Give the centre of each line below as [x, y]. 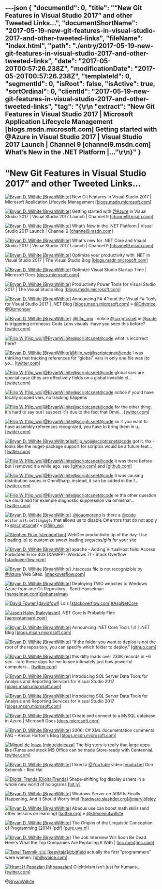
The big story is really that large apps [113, 745]
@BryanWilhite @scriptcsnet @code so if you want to [96, 422]
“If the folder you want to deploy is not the [114, 642]
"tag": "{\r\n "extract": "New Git [105, 107]
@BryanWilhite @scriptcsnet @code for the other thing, [98, 407]
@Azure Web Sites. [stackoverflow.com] [45, 574]
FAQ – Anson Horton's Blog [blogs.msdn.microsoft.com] [61, 735]
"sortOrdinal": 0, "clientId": [48, 92]
